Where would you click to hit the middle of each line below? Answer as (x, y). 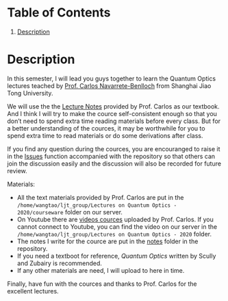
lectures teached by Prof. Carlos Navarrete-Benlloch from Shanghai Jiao (109, 86)
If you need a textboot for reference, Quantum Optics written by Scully (116, 256)
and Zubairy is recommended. (60, 263)
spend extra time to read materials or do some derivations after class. (105, 135)
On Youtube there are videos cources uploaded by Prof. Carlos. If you (115, 219)
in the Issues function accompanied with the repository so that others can (111, 156)
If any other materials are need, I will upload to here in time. (101, 270)
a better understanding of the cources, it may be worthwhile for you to (106, 128)
